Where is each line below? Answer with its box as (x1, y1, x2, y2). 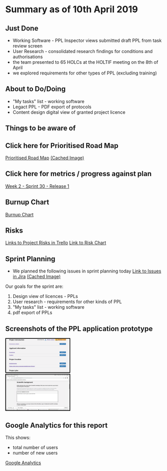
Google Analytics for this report (5, 421, 108, 430)
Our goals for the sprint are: (5, 283, 64, 289)
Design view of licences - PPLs (12, 293, 78, 300)
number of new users (12, 450, 58, 456)
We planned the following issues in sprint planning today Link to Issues (12, 268, 161, 274)
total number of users (12, 444, 59, 451)
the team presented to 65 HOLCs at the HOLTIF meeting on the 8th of (12, 59, 159, 65)
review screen (12, 43, 43, 49)
